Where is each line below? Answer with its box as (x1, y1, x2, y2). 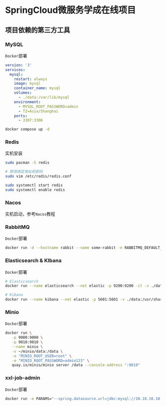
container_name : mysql (14, 86, 61, 91)
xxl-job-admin (5, 374, 41, 381)
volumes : (14, 90, 32, 96)
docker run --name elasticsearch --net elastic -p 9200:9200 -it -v (5, 283, 149, 289)
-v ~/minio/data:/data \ (11, 349, 63, 354)
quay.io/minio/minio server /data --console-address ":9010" (11, 362, 140, 368)
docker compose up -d (5, 127, 50, 132)
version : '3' (5, 62, 32, 67)
